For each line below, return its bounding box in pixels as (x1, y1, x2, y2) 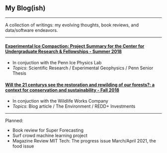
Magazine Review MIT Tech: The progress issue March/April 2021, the (12, 138, 157, 144)
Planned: (5, 118, 23, 124)
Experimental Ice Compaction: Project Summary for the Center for (5, 43, 145, 49)
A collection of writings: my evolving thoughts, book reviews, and (5, 22, 139, 28)
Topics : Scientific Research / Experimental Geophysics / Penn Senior (12, 65, 154, 71)
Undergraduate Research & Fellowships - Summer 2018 (5, 48, 122, 54)
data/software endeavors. (5, 27, 58, 33)
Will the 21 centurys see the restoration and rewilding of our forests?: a (5, 82, 155, 88)
